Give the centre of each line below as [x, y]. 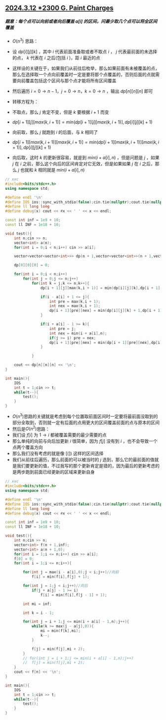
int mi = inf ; [37, 604]
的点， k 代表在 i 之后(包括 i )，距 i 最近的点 [56, 58]
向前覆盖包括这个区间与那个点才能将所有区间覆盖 [66, 81]
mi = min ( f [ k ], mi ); [60, 631]
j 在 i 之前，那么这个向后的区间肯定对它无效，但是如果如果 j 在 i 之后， [83, 164]
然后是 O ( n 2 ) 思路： [31, 428]
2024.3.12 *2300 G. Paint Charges [59, 8]
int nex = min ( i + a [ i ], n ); [78, 333]
